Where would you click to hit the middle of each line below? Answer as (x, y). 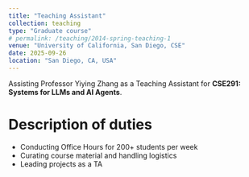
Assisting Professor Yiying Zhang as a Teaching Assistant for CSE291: (125, 83)
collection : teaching (45, 23)
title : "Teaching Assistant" (57, 16)
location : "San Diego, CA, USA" (62, 61)
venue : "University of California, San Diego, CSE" (97, 46)
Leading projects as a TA (61, 164)
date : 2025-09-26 (37, 53)
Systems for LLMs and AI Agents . (65, 92)
